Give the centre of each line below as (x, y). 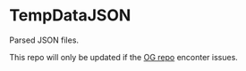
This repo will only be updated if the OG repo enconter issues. (124, 57)
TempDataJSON (70, 16)
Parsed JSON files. (44, 40)
